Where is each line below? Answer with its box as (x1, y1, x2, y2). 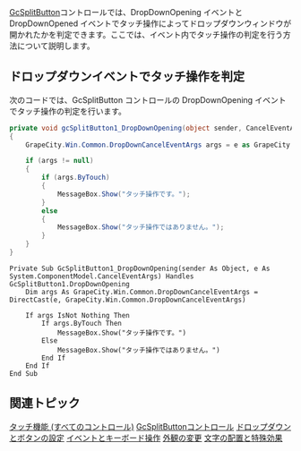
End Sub (9, 369, 39, 378)
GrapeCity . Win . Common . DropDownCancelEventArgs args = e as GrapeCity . (25, 140, 295, 149)
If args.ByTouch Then (41, 319, 123, 328)
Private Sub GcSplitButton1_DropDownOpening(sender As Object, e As (9, 264, 271, 273)
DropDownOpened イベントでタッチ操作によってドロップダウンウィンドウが (9, 18, 292, 29)
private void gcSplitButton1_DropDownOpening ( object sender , (9, 123, 243, 132)
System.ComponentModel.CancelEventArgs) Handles (9, 271, 194, 281)
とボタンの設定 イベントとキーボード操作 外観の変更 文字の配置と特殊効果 (9, 432, 283, 443)
